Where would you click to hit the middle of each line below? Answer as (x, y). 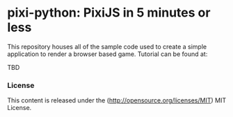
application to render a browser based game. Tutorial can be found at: (107, 54)
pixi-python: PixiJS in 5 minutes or (109, 13)
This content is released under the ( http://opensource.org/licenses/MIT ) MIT (117, 100)
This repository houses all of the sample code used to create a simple (107, 46)
